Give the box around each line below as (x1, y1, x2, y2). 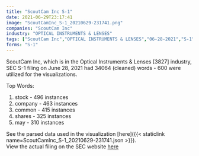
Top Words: (6, 82, 34, 89)
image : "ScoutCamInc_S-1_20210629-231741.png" (6, 20, 123, 26)
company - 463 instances (14, 100, 78, 107)
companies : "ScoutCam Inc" (6, 25, 73, 31)
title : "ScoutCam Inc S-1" (6, 8, 73, 15)
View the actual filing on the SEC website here (6, 143, 119, 150)
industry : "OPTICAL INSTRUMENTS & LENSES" (6, 31, 113, 37)
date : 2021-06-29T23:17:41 (6, 14, 73, 20)
